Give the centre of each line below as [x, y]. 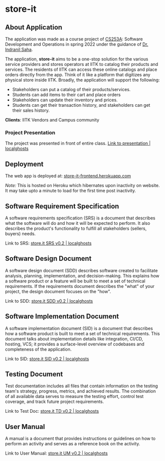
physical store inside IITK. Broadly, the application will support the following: [82, 80]
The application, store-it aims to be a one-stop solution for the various [77, 59]
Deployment [24, 164]
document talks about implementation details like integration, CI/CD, [74, 338]
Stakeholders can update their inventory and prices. [65, 100]
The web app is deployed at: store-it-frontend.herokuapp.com [68, 176]
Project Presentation [30, 132]
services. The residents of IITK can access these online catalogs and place [81, 69]
